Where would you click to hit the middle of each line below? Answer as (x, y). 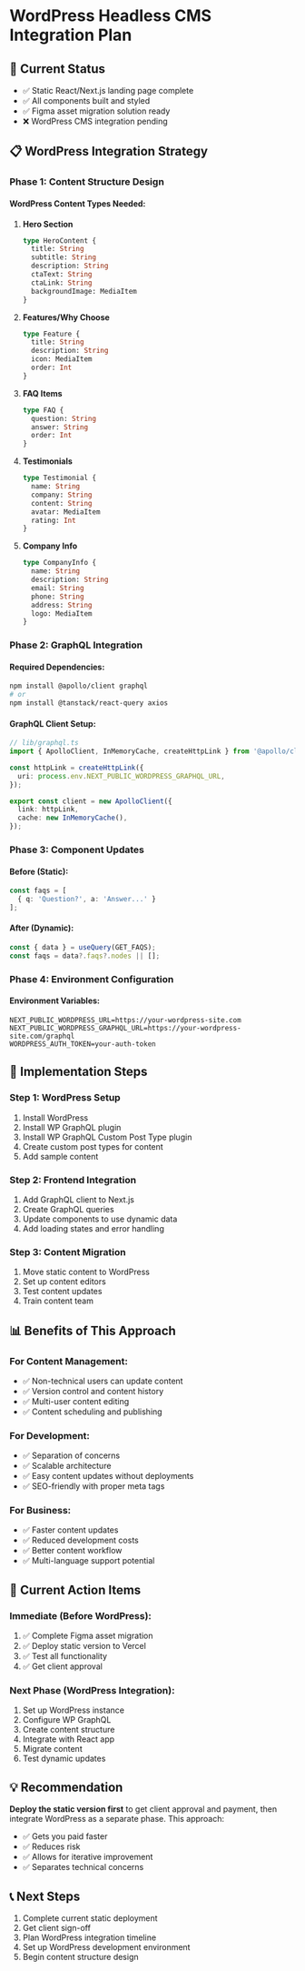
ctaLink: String (62, 283)
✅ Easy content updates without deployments (108, 1476)
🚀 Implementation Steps (79, 1072)
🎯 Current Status (58, 69)
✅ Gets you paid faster (65, 1836)
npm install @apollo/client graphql (79, 686)
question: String (64, 418)
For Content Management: (69, 1361)
